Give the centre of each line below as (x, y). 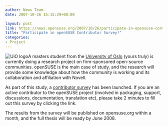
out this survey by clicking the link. (41, 103)
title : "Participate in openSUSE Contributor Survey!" (63, 33)
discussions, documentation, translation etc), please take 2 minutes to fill (80, 97)
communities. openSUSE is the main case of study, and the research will (80, 67)
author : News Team (24, 10)
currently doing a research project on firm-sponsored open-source (74, 61)
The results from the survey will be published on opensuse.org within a (78, 112)
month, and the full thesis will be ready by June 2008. (60, 118)
